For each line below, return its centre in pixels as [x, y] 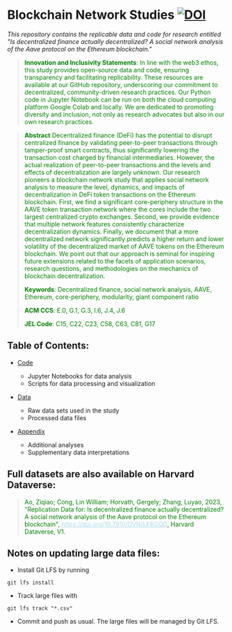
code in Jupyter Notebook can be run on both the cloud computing [120, 99]
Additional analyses [56, 445]
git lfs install [31, 583]
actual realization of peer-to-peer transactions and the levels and [117, 164]
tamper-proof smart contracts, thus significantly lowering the [111, 150]
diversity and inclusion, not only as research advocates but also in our [124, 114]
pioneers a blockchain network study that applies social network [117, 179]
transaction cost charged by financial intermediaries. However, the [119, 157]
